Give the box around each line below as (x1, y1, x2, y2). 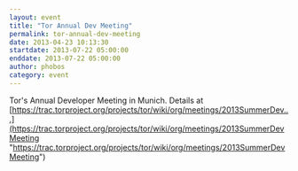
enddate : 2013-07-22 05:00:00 (9, 54, 122, 63)
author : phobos (9, 63, 66, 72)
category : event (9, 71, 69, 80)
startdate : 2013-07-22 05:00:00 (9, 46, 129, 55)
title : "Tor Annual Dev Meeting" (9, 21, 133, 30)
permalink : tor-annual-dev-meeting (9, 29, 141, 38)
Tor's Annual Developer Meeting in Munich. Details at (9, 95, 204, 105)
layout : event (9, 12, 62, 22)
